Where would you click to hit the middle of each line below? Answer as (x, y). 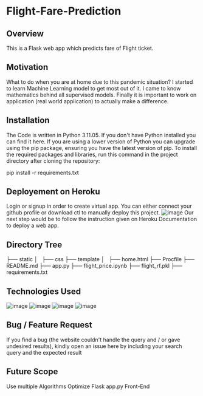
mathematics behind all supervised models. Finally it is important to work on (101, 95)
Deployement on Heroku (53, 192)
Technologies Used (43, 291)
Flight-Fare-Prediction (64, 11)
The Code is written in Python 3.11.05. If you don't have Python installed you (101, 135)
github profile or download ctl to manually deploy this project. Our (100, 213)
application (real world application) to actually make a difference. (88, 101)
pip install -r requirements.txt (43, 172)
